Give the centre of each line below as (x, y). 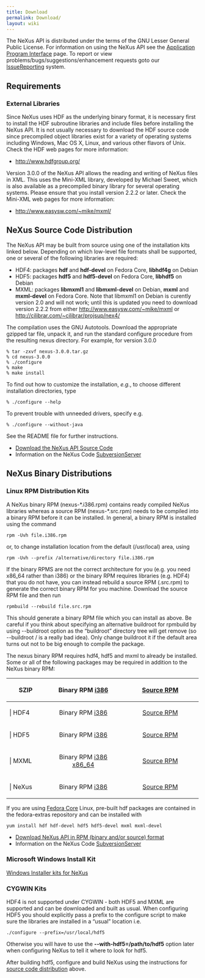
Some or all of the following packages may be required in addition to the (97, 662)
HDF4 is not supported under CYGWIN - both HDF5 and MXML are (90, 902)
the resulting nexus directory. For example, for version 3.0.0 (81, 340)
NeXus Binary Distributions (59, 474)
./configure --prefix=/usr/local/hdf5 (56, 933)
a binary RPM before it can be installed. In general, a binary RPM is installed (101, 517)
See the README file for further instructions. (63, 436)
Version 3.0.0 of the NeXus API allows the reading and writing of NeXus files (102, 173)
